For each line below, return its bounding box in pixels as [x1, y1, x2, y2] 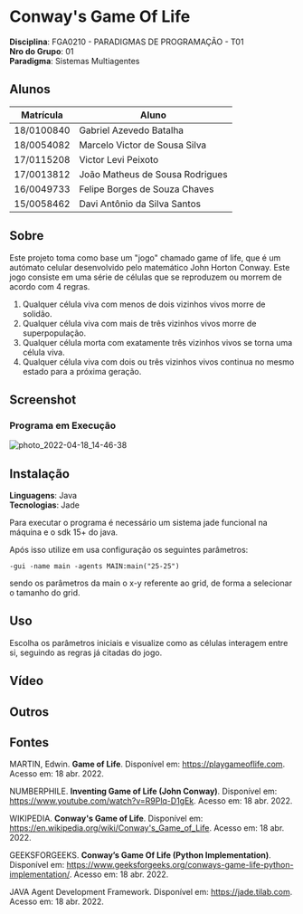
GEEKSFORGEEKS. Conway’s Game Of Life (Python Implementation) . [9, 850, 271, 861]
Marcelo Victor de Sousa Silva [79, 138, 207, 151]
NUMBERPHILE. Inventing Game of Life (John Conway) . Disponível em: [9, 785, 278, 797]
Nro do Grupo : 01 [9, 45, 74, 56]
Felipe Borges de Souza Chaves [79, 183, 214, 195]
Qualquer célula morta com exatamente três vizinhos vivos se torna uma [22, 337, 293, 348]
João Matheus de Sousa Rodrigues [79, 167, 228, 180]
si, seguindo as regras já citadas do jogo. [9, 647, 163, 658]
